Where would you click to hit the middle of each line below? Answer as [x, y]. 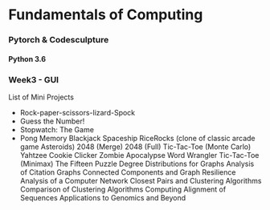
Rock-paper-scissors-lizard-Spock [78, 113]
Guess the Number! [52, 121]
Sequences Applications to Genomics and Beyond [103, 198]
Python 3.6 [27, 59]
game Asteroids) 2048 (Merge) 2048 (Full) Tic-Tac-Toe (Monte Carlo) [135, 147]
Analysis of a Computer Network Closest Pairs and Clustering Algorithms [141, 181]
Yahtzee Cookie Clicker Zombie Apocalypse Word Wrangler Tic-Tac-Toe [139, 155]
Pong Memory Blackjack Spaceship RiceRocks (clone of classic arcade [137, 138]
